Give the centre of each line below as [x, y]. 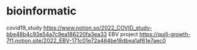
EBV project [123, 34]
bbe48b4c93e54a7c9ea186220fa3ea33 [57, 34]
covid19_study [24, 28]
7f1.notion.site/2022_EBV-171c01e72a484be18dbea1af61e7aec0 [86, 40]
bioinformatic [41, 11]
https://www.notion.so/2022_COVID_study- [98, 28]
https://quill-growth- [165, 34]
